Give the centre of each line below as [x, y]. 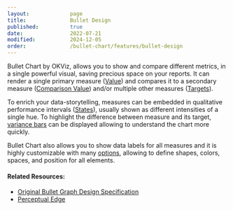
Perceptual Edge [41, 199]
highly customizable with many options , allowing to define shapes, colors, [114, 153]
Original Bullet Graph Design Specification [78, 192]
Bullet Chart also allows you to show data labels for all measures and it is [112, 145]
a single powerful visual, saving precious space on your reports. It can [108, 73]
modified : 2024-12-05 [54, 40]
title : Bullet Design [59, 20]
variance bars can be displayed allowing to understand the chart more [108, 124]
